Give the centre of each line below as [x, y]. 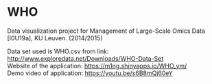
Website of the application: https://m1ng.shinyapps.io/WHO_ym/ [97, 66]
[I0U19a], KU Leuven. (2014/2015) [55, 38]
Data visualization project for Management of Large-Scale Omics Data [106, 31]
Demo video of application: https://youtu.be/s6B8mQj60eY [90, 73]
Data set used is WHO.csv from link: [58, 51]
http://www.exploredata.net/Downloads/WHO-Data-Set [85, 58]
